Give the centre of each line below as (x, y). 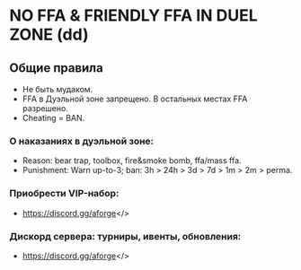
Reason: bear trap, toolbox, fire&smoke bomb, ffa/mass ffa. (132, 161)
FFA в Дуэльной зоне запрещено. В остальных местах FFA (135, 99)
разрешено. (45, 108)
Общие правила (56, 68)
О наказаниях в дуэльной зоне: (82, 141)
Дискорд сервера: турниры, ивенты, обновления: (125, 236)
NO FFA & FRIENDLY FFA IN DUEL (133, 16)
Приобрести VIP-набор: (64, 194)
